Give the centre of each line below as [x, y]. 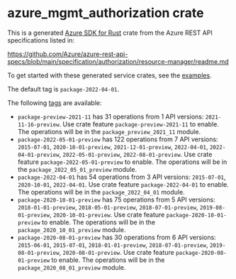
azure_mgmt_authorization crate [106, 13]
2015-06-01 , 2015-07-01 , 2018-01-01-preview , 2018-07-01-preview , [113, 245]
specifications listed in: [41, 40]
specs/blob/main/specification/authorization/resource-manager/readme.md [118, 61]
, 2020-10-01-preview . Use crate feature [107, 214]
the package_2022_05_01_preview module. [77, 169]
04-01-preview [38, 155]
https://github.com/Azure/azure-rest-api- [68, 54]
